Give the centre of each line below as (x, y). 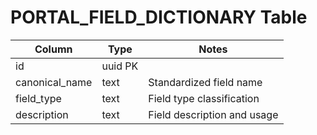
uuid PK (120, 66)
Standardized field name (205, 82)
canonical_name (54, 82)
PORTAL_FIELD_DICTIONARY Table (159, 17)
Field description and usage (213, 114)
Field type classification (204, 98)
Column (53, 49)
